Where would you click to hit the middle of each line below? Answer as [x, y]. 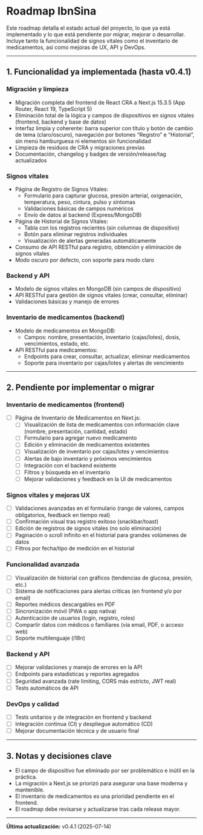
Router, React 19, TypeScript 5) [53, 109]
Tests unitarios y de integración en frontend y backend [83, 717]
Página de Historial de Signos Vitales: [62, 221]
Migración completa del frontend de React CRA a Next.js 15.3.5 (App [100, 102]
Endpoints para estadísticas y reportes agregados [77, 674]
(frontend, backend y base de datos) [61, 122]
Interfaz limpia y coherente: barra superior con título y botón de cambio [104, 128]
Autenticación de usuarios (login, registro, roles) [75, 618]
